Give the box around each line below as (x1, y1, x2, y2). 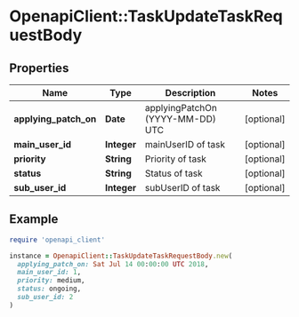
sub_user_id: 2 (17, 293, 74, 302)
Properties (9, 60, 69, 75)
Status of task (145, 167, 203, 179)
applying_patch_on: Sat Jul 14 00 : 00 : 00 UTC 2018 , (17, 259, 209, 268)
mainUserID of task (145, 139, 225, 150)
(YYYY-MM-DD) (145, 113, 216, 125)
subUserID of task (145, 182, 221, 194)
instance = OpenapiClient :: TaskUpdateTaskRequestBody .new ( (9, 251, 233, 260)
